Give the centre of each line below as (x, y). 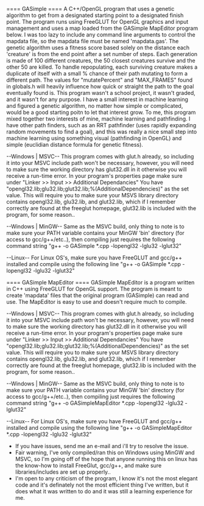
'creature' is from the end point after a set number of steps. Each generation (102, 54)
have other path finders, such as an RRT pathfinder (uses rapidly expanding (101, 125)
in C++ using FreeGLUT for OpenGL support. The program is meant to (94, 289)
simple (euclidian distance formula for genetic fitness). (75, 145)
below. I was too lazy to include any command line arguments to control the (101, 35)
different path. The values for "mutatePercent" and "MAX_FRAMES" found (100, 80)
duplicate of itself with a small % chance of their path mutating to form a (97, 73)
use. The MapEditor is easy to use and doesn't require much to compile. (97, 302)
